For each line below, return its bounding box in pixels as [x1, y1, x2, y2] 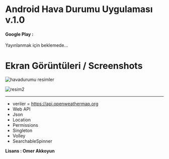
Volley [12, 133, 26, 139]
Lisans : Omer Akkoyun [5, 148, 55, 154]
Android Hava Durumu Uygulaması [5, 4, 153, 15]
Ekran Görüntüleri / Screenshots [5, 60, 143, 71]
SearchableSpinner [12, 138, 53, 144]
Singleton [12, 127, 33, 134]
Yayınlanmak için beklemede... [5, 42, 68, 48]
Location [12, 117, 31, 123]
